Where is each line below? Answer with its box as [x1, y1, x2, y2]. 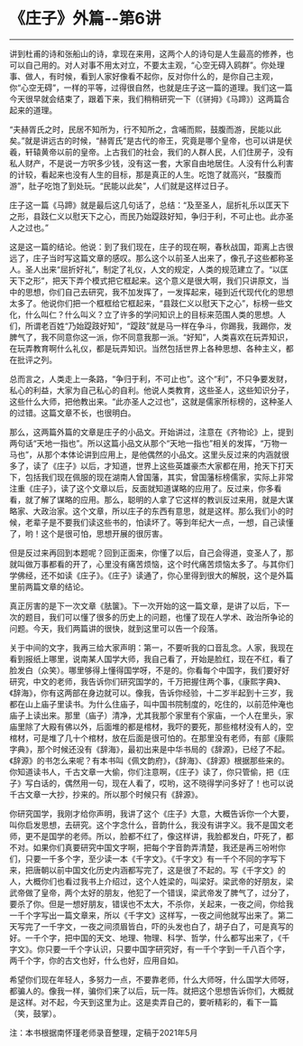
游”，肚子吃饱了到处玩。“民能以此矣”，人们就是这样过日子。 [9, 180, 234, 191]
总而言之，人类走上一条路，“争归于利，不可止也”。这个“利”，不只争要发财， [9, 373, 292, 384]
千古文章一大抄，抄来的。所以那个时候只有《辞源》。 [9, 789, 203, 799]
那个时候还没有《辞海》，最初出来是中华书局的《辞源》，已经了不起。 [36, 743, 290, 754]
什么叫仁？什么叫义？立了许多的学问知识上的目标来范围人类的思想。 [24, 309, 278, 320]
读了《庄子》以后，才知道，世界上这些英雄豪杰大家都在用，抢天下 [32, 460, 278, 471]
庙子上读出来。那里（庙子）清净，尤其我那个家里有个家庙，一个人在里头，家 [9, 710, 294, 721]
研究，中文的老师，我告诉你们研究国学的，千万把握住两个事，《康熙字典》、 [9, 676, 286, 686]
